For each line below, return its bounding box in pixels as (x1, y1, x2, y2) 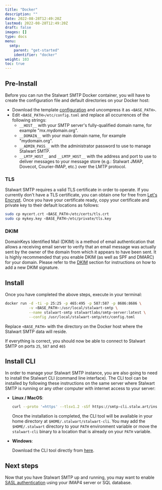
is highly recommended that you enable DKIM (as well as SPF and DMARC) (5, 254, 155, 260)
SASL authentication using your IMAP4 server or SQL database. (5, 480, 132, 486)
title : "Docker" (5, 7, 38, 12)
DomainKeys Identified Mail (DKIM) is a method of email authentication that (5, 239, 155, 245)
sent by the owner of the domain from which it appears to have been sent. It (5, 249, 157, 255)
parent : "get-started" (14, 48, 59, 52)
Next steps (5, 461, 39, 470)
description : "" (5, 12, 38, 17)
